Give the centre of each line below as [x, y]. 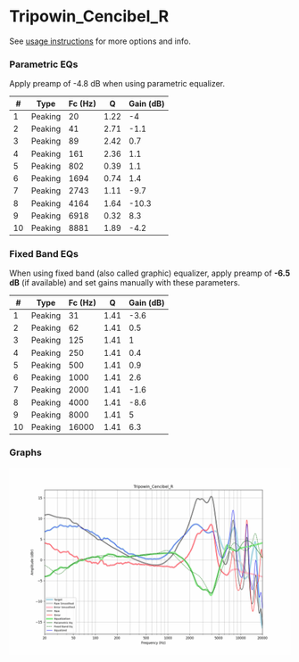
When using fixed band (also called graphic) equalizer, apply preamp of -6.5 [150, 273]
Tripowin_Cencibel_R [89, 17]
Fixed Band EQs [44, 253]
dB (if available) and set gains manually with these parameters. [125, 283]
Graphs [25, 452]
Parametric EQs [44, 64]
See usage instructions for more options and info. [100, 41]
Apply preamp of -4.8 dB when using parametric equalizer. [117, 84]
